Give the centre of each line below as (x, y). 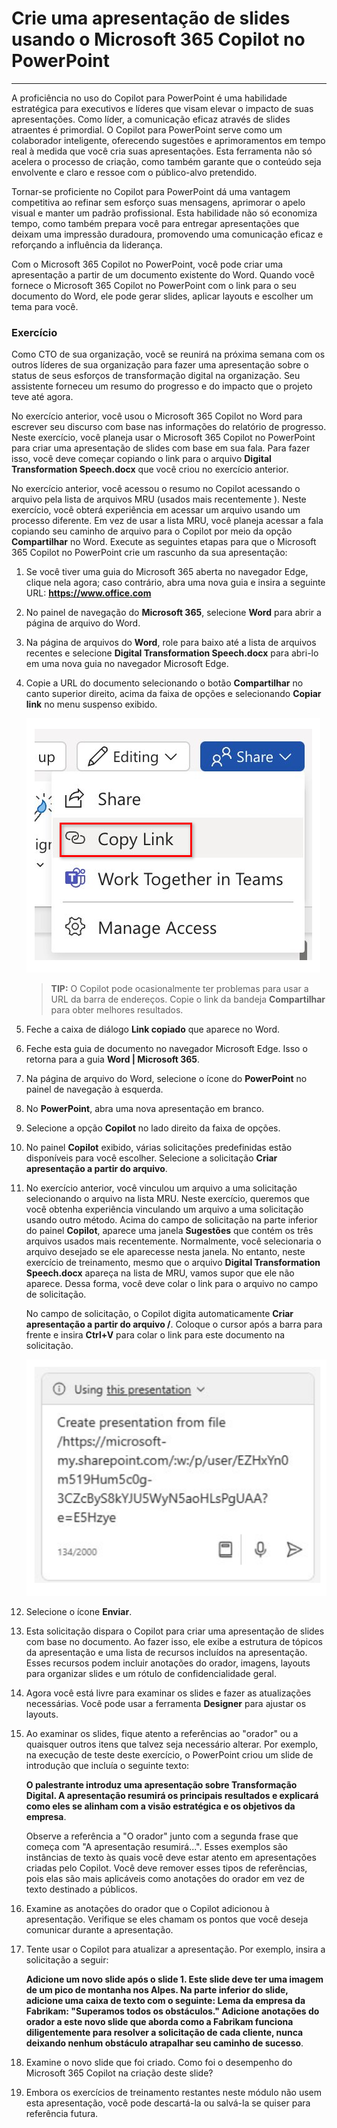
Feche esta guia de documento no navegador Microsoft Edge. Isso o (166, 1049)
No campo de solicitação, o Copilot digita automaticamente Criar (159, 1314)
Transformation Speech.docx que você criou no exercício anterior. (150, 469)
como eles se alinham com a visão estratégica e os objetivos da (160, 1806)
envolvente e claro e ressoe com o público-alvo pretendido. (134, 172)
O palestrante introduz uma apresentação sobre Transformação (161, 1784)
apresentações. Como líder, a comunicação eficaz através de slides (151, 119)
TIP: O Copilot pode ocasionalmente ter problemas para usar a (179, 989)
